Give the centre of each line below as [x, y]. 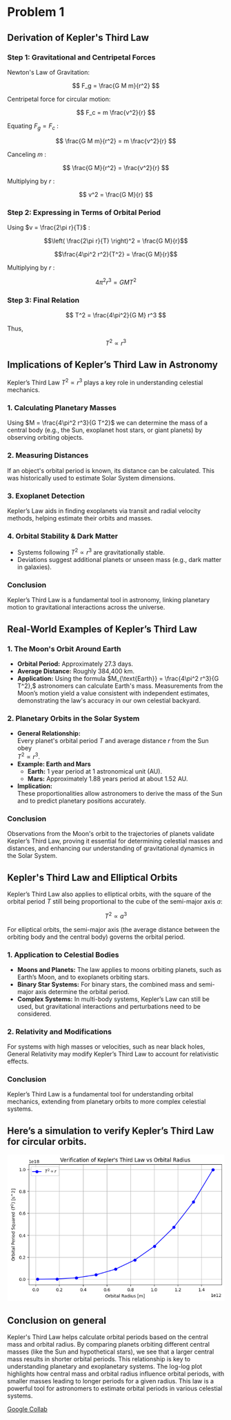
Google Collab [28, 1409]
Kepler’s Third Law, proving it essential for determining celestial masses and [115, 841]
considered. [34, 1013]
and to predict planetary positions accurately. [81, 801]
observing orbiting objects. [46, 438]
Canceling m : [27, 154]
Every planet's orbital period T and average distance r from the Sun [113, 741]
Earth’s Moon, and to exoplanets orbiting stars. [83, 977]
